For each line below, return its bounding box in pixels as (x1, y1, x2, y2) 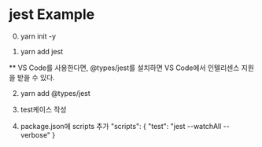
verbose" (20, 130, 50, 139)
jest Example (9, 6, 95, 24)
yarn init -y (20, 31, 57, 41)
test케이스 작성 (20, 105, 67, 114)
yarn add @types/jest (20, 88, 91, 97)
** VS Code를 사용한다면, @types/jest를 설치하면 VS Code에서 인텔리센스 (9, 63, 240, 72)
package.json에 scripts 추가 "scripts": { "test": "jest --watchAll (20, 121, 222, 130)
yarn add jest (20, 46, 64, 56)
